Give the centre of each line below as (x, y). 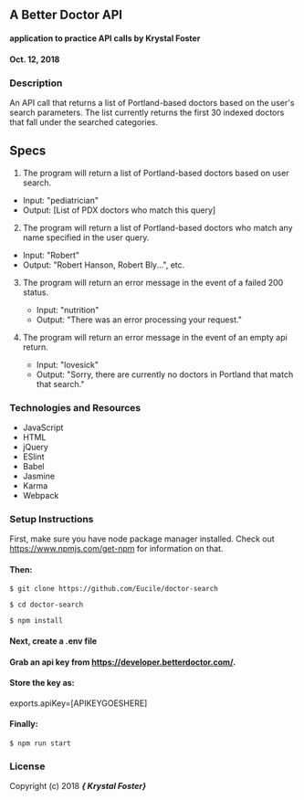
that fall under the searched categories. (84, 121)
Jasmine (39, 476)
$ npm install (37, 621)
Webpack (41, 495)
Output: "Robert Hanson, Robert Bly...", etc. (104, 265)
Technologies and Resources (75, 407)
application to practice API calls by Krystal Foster (105, 38)
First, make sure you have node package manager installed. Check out (142, 539)
